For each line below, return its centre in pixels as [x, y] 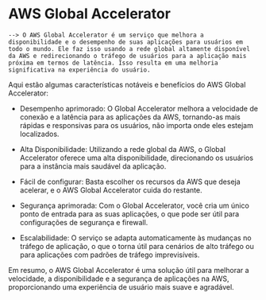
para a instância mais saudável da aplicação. [93, 166]
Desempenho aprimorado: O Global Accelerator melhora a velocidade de [139, 108]
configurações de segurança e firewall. [84, 222]
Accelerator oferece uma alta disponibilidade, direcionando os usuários [137, 158]
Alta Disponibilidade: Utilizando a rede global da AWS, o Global [123, 149]
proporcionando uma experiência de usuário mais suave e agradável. [121, 286]
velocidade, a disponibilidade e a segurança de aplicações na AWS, [119, 279]
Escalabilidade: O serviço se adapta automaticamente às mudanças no [135, 238]
